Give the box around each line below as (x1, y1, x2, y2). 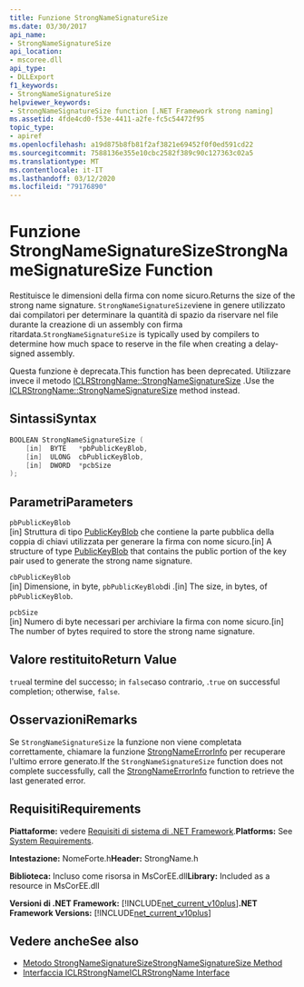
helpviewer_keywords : (9, 97, 92, 107)
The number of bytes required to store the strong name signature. (9, 626, 256, 637)
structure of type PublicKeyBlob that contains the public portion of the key (9, 546, 288, 557)
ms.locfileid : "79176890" (9, 183, 107, 192)
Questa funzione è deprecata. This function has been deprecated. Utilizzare (9, 365, 291, 377)
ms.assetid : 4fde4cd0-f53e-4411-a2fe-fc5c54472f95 (9, 115, 205, 124)
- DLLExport (9, 73, 54, 82)
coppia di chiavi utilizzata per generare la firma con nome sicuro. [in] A (9, 536, 272, 547)
